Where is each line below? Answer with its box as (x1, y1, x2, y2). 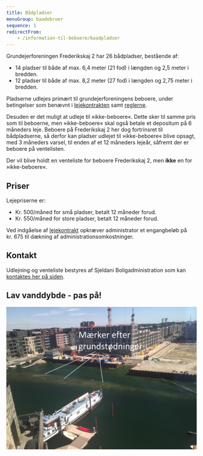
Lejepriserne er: (6, 197, 46, 204)
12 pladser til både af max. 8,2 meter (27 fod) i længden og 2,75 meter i (14, 77, 193, 84)
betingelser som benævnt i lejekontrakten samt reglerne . (6, 101, 147, 109)
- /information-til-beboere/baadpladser (17, 35, 120, 42)
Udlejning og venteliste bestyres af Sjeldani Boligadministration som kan (6, 266, 186, 274)
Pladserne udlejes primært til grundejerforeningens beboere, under (6, 95, 173, 103)
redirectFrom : (6, 29, 42, 35)
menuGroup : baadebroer (6, 16, 63, 22)
